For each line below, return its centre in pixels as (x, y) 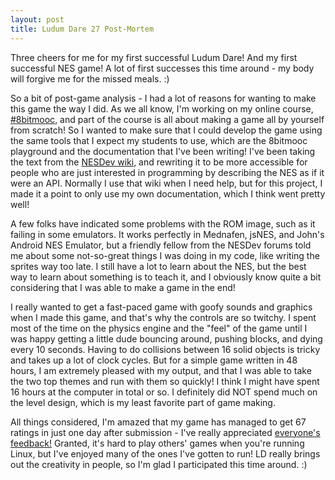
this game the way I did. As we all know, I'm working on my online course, (162, 108)
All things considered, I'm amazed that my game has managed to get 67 (158, 422)
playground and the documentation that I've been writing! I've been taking (163, 151)
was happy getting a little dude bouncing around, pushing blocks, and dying (166, 338)
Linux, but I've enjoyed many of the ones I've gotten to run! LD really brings (165, 453)
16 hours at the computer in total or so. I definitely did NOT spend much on (164, 392)
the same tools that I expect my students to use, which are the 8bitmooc (159, 140)
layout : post (37, 19)
